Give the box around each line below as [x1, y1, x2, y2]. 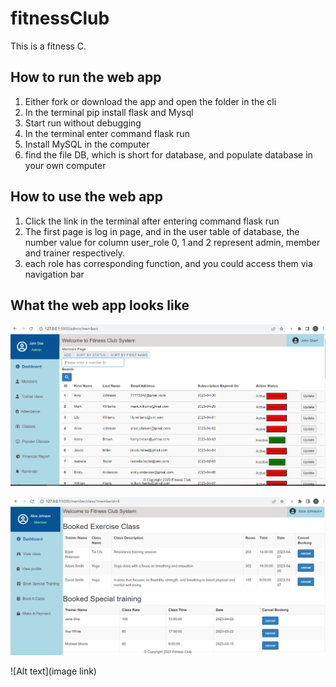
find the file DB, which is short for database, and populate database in [24, 148, 313, 161]
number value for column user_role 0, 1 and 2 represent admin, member [24, 236, 321, 248]
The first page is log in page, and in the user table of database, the [24, 225, 300, 237]
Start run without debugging [24, 117, 142, 129]
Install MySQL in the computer [24, 138, 150, 150]
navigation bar [24, 268, 85, 280]
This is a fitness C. [10, 40, 87, 52]
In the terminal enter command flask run [24, 127, 191, 139]
